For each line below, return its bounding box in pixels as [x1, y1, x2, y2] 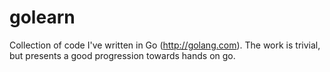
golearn [9, 6, 76, 29]
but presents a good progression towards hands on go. [9, 49, 236, 61]
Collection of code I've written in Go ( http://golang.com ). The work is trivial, [9, 39, 321, 51]
